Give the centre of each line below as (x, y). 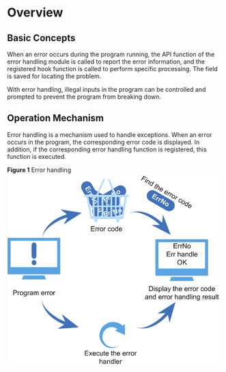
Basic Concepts (41, 38)
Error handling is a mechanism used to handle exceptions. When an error (110, 134)
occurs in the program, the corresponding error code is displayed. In (103, 142)
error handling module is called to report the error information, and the (106, 62)
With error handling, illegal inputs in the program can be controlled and (107, 89)
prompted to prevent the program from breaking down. (84, 97)
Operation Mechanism (56, 118)
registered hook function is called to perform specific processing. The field (113, 69)
